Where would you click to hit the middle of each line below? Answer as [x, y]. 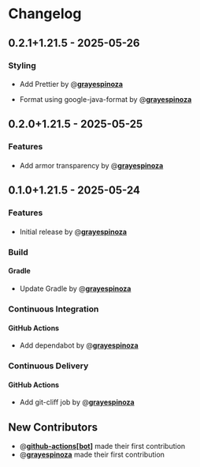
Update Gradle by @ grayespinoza [75, 288]
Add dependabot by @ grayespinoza [79, 345]
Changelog [45, 14]
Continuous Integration [54, 309]
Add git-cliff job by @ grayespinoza [77, 402]
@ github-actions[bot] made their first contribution [102, 446]
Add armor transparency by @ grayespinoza [91, 166]
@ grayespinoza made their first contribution [92, 454]
